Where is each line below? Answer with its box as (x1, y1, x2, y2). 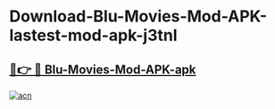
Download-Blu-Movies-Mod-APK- (9, 6, 268, 27)
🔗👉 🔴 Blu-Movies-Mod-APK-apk (9, 62, 196, 77)
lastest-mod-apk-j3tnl (9, 25, 178, 46)
